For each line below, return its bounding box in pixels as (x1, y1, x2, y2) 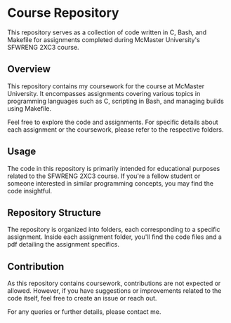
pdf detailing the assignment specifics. (7, 240, 120, 249)
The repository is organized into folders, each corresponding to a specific (7, 226, 220, 234)
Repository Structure (7, 207, 102, 219)
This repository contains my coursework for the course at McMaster (7, 82, 205, 90)
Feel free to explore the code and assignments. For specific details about (7, 118, 219, 126)
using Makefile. (7, 104, 52, 113)
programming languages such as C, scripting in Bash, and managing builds (7, 97, 225, 105)
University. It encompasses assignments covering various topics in (7, 89, 201, 97)
